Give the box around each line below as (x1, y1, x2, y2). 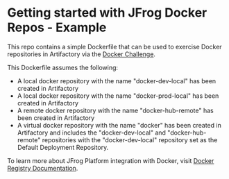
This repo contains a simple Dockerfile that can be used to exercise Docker (7, 42, 222, 51)
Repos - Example (7, 19, 107, 35)
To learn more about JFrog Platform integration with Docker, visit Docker (7, 156, 214, 164)
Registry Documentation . (7, 164, 78, 172)
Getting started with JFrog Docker (7, 5, 207, 21)
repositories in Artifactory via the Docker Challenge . (7, 50, 156, 58)
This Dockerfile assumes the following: (7, 63, 119, 71)
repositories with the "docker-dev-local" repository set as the (42, 135, 218, 144)
